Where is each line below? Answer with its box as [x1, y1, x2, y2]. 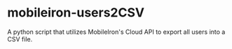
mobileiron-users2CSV [7, 5, 145, 21]
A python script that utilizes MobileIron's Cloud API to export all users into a [7, 28, 226, 36]
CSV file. [7, 35, 33, 43]
